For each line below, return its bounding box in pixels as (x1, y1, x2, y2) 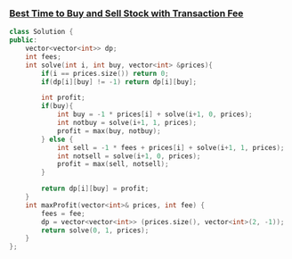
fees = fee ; (41, 209, 86, 218)
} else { (41, 135, 74, 144)
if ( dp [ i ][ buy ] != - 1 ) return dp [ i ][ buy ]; (41, 77, 198, 87)
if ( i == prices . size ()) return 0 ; (41, 69, 169, 78)
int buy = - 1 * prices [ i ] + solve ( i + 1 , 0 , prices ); (56, 110, 253, 119)
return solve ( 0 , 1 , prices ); (41, 226, 150, 235)
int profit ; (41, 93, 86, 103)
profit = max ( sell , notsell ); (56, 160, 169, 169)
